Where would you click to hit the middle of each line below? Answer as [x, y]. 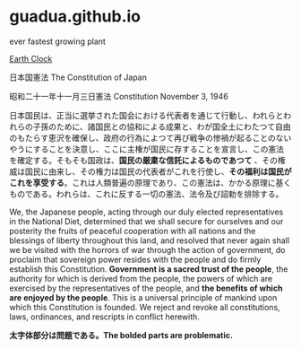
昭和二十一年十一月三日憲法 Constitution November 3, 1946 [119, 96]
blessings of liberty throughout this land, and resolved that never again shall [149, 240]
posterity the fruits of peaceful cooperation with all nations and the [133, 231]
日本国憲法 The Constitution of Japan [78, 77]
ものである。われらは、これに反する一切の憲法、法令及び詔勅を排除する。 [146, 194]
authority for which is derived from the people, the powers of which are [141, 278]
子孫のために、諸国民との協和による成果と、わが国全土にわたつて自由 [162, 127]
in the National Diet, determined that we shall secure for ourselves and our [146, 221]
